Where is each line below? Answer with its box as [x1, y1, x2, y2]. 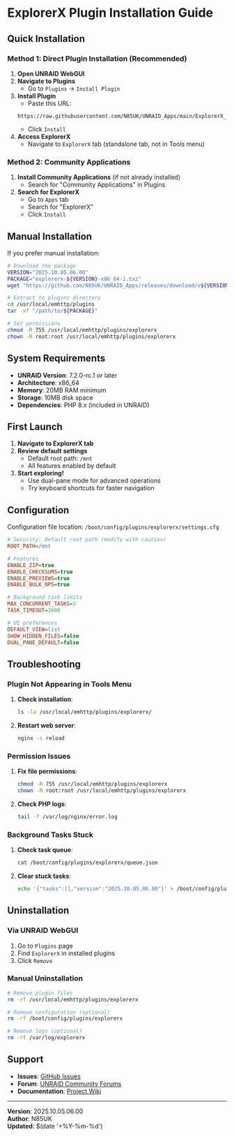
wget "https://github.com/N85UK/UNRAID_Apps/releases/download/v [7, 281, 201, 289]
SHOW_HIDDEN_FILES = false [7, 632, 79, 640]
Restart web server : [17, 721, 77, 729]
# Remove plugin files [7, 990, 73, 997]
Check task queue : [17, 846, 73, 854]
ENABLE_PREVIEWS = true [7, 575, 70, 582]
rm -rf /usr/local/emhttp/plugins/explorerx [7, 996, 139, 1003]
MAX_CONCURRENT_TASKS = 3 [7, 601, 77, 608]
